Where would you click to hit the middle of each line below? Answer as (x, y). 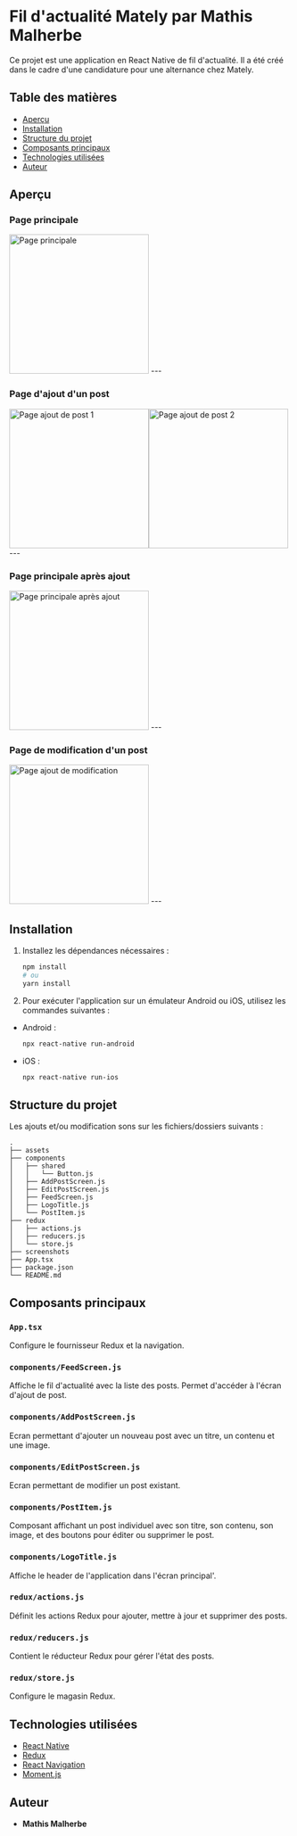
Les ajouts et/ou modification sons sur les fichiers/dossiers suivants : (136, 1127)
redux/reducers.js (49, 1638)
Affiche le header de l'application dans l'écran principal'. (113, 1575)
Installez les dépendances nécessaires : (95, 951)
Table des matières (63, 98)
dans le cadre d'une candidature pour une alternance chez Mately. (132, 70)
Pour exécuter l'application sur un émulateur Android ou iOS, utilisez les (154, 1000)
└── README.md (36, 1276)
